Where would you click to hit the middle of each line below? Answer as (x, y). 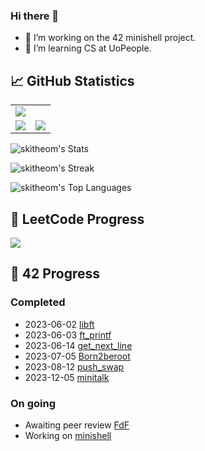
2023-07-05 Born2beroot (77, 356)
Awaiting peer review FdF (77, 425)
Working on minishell (68, 435)
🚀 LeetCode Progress (77, 219)
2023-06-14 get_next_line (78, 345)
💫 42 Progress (55, 274)
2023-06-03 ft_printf (68, 335)
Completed (38, 302)
